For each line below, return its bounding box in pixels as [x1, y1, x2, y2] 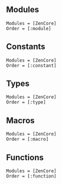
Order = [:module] [6, 25, 51, 31]
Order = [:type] [6, 99, 46, 105]
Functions [6, 152, 44, 162]
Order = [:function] [6, 173, 57, 179]
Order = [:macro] [6, 136, 49, 143]
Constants [6, 41, 45, 52]
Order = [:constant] [6, 62, 57, 69]
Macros [6, 115, 35, 125]
